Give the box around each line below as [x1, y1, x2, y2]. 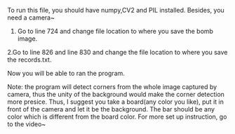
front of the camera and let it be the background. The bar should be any [7, 105, 215, 113]
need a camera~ [7, 13, 55, 22]
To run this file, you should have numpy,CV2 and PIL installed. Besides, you [7, 6, 224, 14]
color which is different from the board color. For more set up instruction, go [7, 112, 227, 121]
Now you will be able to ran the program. [7, 69, 125, 77]
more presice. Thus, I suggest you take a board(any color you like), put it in [7, 98, 224, 106]
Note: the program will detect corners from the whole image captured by [7, 83, 217, 91]
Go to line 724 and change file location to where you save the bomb [17, 27, 214, 35]
